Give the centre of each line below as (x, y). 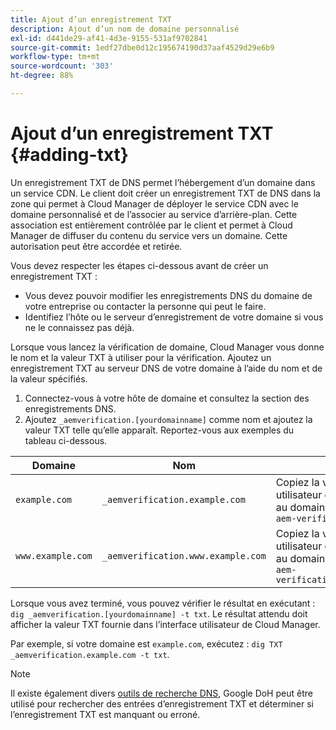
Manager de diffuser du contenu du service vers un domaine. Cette (149, 235)
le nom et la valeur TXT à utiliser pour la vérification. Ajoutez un (141, 357)
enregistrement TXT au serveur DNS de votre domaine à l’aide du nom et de (166, 368)
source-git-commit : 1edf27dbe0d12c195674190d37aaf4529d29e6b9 (142, 47)
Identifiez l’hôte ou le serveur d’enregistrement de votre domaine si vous (174, 317)
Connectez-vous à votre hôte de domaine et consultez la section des (167, 398)
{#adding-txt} (69, 155)
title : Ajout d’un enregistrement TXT (91, 19)
